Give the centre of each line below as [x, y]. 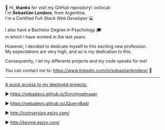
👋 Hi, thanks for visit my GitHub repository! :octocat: [58, 8]
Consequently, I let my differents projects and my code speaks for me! [76, 61]
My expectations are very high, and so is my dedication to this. [69, 52]
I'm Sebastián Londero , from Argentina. [45, 13]
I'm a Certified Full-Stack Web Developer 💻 [49, 18]
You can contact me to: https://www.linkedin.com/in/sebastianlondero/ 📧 [79, 70]
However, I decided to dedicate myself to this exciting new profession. [76, 46]
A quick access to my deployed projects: [46, 85]
